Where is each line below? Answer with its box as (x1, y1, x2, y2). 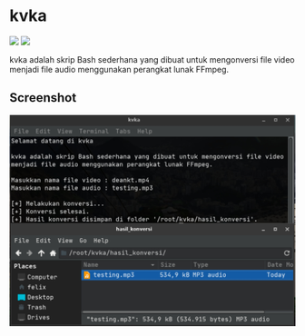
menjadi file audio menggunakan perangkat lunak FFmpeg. (9, 64, 230, 74)
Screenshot (9, 90, 77, 105)
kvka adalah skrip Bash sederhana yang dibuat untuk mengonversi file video (9, 54, 295, 64)
